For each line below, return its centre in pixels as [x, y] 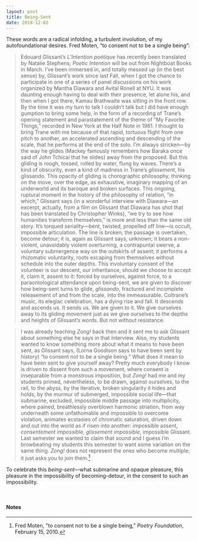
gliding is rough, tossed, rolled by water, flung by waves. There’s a [101, 163]
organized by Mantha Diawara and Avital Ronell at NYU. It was [96, 88]
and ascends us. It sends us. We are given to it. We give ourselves [101, 308]
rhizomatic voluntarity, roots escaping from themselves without [97, 258]
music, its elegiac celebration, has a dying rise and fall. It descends [102, 301]
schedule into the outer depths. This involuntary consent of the [97, 264]
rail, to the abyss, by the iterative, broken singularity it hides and [98, 388]
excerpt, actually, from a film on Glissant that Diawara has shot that [102, 208]
